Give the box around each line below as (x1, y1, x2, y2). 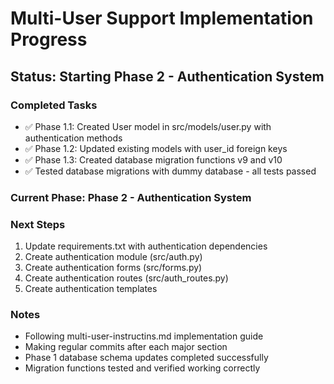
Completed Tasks (10, 98, 98, 112)
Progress (10, 28, 88, 51)
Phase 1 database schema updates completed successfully (24, 352, 269, 364)
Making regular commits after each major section (24, 341, 228, 353)
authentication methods (24, 132, 123, 144)
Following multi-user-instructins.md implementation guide (24, 330, 264, 342)
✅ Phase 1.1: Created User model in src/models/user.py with (24, 120, 272, 132)
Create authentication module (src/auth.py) (24, 251, 203, 263)
